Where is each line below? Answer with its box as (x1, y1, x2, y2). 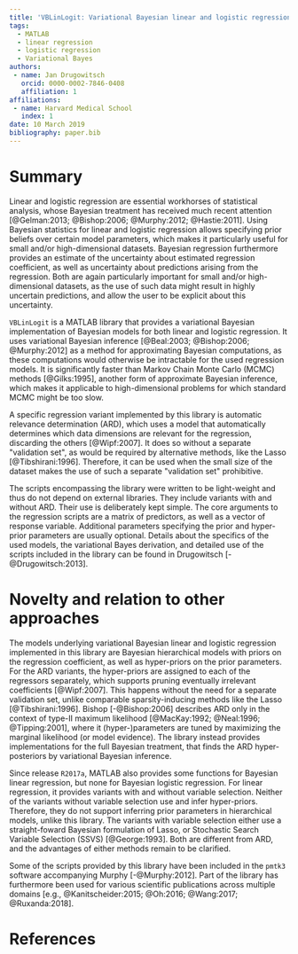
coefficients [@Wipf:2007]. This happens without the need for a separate (9, 684, 277, 695)
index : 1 (20, 112, 53, 121)
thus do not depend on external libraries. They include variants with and (9, 492, 272, 503)
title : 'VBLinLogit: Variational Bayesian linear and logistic (9, 12, 248, 22)
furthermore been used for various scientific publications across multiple (9, 879, 276, 889)
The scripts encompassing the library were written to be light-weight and (9, 482, 277, 493)
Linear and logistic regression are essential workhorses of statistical (9, 196, 258, 207)
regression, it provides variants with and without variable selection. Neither (9, 786, 283, 797)
